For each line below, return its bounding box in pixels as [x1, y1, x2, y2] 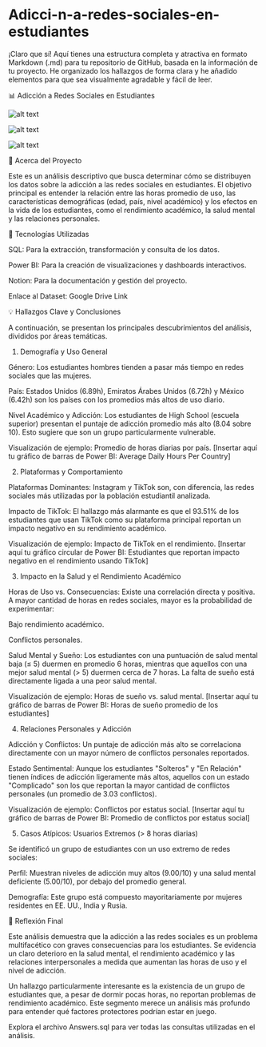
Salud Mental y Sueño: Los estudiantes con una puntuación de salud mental [8, 650, 258, 660]
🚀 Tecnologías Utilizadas [8, 229, 89, 239]
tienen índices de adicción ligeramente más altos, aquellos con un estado [8, 772, 250, 781]
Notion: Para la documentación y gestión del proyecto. [8, 275, 188, 285]
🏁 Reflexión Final [8, 916, 64, 925]
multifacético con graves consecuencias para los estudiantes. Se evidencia [8, 940, 256, 949]
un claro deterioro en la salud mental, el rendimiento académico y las [8, 949, 236, 958]
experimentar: [8, 604, 54, 613]
